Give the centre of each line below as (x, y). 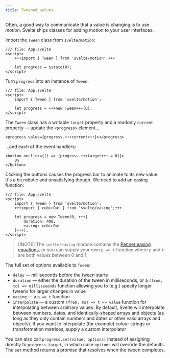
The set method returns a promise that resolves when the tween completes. (85, 350)
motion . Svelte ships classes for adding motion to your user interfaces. (80, 30)
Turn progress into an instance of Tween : (47, 81)
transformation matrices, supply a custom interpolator (69, 329)
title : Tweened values (29, 10)
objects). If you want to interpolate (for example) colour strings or (81, 324)
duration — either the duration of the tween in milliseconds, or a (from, (88, 280)
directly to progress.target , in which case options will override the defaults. (85, 344)
